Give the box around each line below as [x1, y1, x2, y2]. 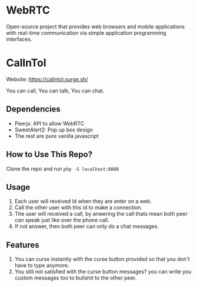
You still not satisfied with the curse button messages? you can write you [14, 268, 192, 275]
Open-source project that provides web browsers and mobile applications [6, 23, 185, 30]
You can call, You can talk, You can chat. [6, 87, 105, 94]
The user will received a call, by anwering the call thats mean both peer [14, 210, 188, 217]
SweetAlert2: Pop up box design [14, 126, 93, 133]
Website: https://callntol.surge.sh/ [6, 75, 88, 83]
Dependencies [6, 104, 61, 114]
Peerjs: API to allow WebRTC [14, 120, 85, 127]
